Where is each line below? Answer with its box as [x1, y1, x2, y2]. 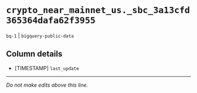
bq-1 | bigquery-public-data [6, 32, 74, 39]
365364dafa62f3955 [6, 15, 96, 26]
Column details [6, 49, 63, 59]
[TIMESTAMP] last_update [14, 64, 79, 71]
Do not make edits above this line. [6, 81, 89, 88]
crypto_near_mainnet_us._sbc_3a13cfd [6, 5, 191, 16]
